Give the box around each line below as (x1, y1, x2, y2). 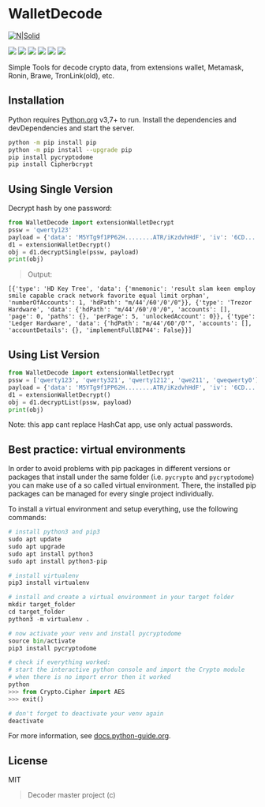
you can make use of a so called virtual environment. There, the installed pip (8, 481, 256, 490)
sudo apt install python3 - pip (8, 557, 108, 565)
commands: (8, 513, 47, 522)
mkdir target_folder (8, 601, 77, 609)
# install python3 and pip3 (8, 528, 101, 536)
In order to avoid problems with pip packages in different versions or (8, 464, 231, 473)
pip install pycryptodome (8, 153, 93, 161)
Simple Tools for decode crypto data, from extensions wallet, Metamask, (8, 62, 244, 72)
